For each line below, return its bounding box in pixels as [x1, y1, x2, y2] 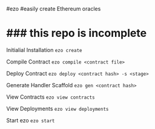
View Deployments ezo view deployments [6, 105, 109, 112]
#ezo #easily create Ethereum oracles [6, 5, 101, 12]
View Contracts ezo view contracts [6, 93, 95, 101]
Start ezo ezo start [6, 116, 55, 124]
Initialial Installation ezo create [6, 46, 82, 53]
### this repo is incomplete [6, 27, 147, 40]
